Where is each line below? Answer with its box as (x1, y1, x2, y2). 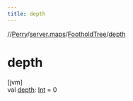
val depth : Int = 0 (7, 85, 57, 94)
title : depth (7, 10, 46, 18)
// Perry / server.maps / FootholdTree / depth (7, 30, 126, 38)
